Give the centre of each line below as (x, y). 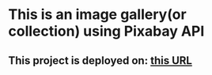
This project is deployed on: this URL (100, 60)
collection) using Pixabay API (106, 31)
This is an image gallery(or (98, 15)
